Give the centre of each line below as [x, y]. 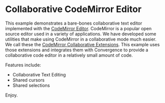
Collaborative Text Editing [39, 74]
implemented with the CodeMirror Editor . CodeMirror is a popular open [78, 28]
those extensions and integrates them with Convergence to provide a [77, 50]
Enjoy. [12, 95]
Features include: [23, 65]
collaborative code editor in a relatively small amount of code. [69, 55]
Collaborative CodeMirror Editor [73, 9]
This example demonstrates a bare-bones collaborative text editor [74, 23]
